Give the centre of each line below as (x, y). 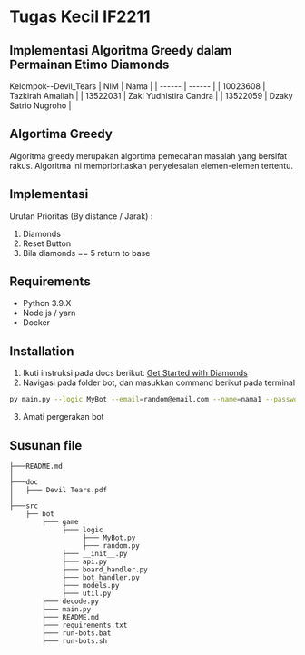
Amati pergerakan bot (63, 417)
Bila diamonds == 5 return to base (86, 253)
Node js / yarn (49, 313)
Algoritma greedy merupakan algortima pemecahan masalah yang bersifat (148, 155)
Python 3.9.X (47, 303)
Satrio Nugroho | (40, 105)
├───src (24, 506)
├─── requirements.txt (85, 625)
